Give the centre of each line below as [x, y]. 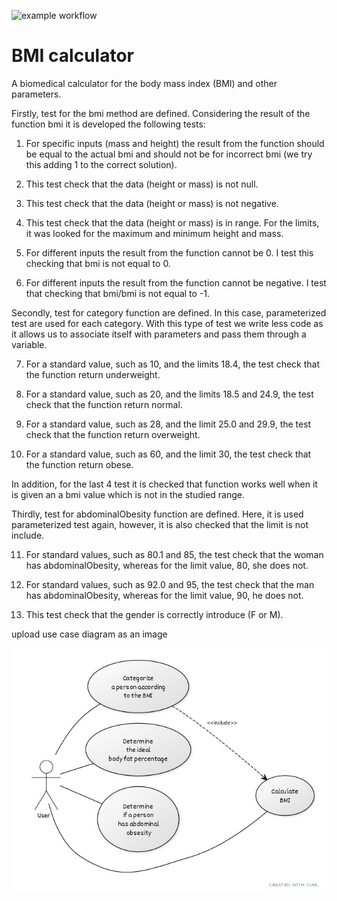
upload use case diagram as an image [89, 634]
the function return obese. [79, 464]
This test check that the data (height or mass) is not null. [142, 184]
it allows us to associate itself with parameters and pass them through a [159, 334]
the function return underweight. [93, 374]
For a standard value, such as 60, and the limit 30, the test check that [168, 454]
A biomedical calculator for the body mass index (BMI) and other [144, 83]
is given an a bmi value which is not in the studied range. [128, 494]
